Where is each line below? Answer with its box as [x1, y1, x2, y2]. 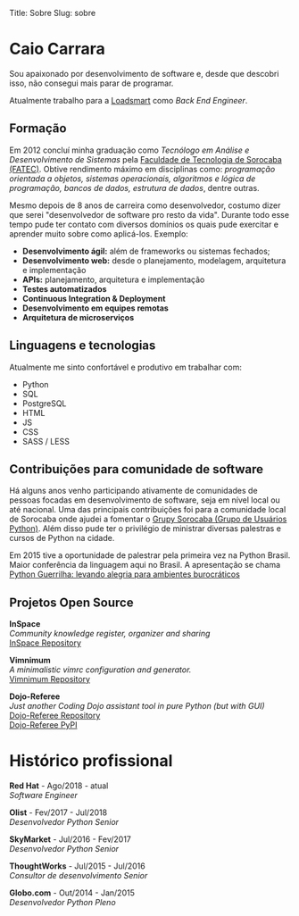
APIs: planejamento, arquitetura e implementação [21, 274, 205, 285]
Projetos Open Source [9, 595, 134, 610]
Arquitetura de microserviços [21, 312, 135, 322]
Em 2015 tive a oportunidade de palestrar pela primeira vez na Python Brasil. [9, 550, 291, 561]
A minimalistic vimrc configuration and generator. [9, 664, 192, 675]
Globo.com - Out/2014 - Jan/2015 [9, 887, 136, 898]
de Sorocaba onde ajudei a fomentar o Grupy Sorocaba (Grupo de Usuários [9, 513, 287, 525]
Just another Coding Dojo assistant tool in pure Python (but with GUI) [9, 701, 265, 712]
